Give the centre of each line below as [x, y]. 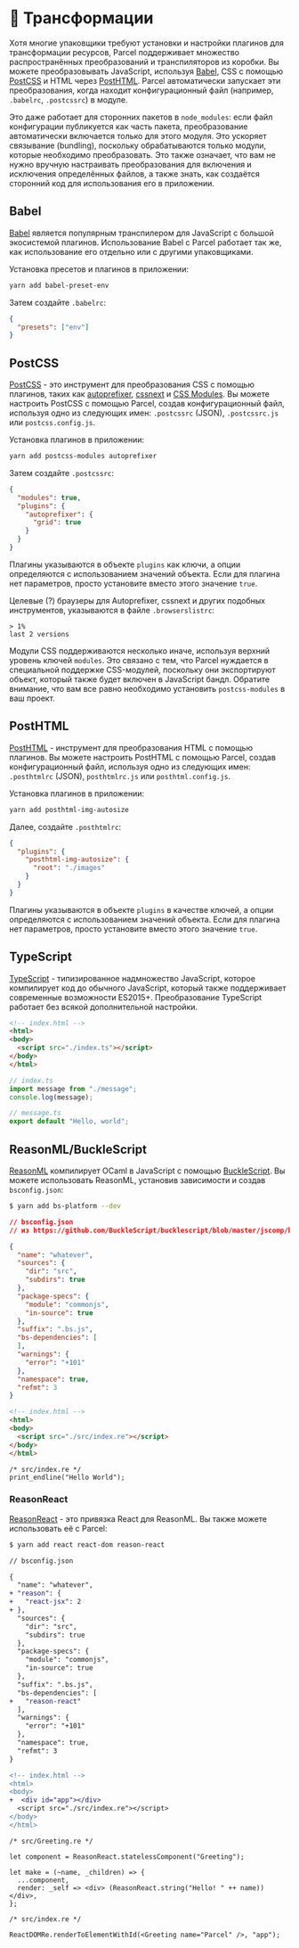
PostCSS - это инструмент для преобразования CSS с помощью [132, 385]
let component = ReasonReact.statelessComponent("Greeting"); [127, 1857]
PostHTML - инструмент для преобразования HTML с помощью [131, 747]
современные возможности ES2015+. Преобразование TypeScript [136, 997]
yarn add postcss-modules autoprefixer [83, 456]
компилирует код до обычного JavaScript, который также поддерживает [148, 988]
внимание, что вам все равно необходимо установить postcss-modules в [147, 688]
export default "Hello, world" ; [69, 1122]
